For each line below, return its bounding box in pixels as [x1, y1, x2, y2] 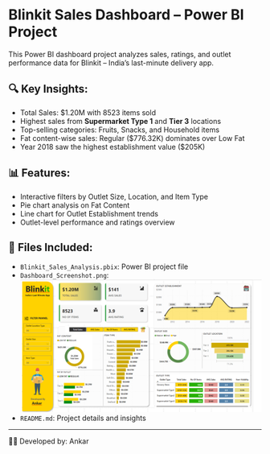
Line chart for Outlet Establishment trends [19, 208, 159, 218]
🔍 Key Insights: [8, 82, 88, 96]
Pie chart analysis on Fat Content [19, 200, 130, 210]
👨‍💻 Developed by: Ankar [8, 436, 89, 446]
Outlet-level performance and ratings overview [19, 217, 175, 227]
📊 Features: [8, 167, 71, 180]
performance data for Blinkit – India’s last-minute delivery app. [8, 58, 215, 68]
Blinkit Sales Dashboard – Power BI [8, 6, 244, 24]
